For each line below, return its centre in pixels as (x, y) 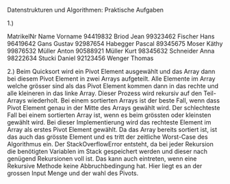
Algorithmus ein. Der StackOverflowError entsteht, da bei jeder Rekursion (110, 144)
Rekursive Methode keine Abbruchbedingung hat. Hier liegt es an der (105, 166)
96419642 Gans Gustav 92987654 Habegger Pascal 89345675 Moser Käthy (115, 43)
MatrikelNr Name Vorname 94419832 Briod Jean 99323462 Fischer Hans (111, 36)
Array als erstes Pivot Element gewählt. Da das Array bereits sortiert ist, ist (112, 130)
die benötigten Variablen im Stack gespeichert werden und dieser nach (107, 151)
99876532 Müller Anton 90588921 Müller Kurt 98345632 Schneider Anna (111, 51)
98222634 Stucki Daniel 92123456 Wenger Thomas (80, 58)
